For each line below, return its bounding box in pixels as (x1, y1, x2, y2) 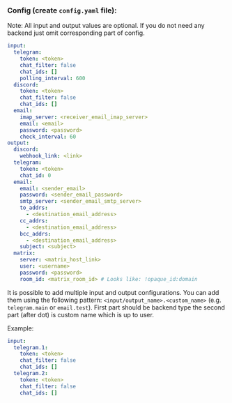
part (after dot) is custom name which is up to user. (7, 310, 155, 319)
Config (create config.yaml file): (7, 6, 117, 15)
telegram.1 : (13, 344, 49, 351)
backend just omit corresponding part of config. (7, 29, 145, 37)
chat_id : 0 (20, 172, 52, 179)
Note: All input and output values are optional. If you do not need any (7, 22, 205, 30)
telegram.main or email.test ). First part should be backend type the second (7, 303, 225, 312)
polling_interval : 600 (20, 75, 86, 82)
